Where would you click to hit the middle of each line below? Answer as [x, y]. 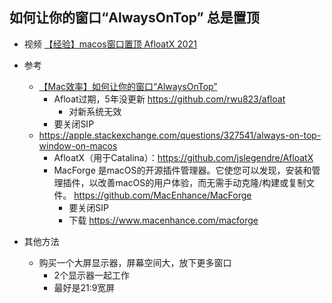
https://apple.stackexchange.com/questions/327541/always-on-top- [180, 135]
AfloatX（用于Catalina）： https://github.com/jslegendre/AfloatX [183, 157]
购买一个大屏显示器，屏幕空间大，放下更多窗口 [135, 262]
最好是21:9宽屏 [84, 287]
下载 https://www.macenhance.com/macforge [163, 220]
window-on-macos [78, 145]
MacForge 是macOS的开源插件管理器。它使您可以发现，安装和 [182, 170]
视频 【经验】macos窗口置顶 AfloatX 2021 [110, 44]
